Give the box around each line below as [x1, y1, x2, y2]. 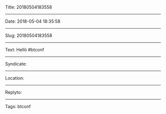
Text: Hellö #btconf [5, 47, 44, 52]
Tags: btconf [5, 104, 31, 109]
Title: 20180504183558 [5, 4, 52, 10]
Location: [5, 75, 24, 81]
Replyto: [5, 89, 22, 95]
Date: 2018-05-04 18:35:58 [5, 18, 61, 24]
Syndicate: [5, 61, 27, 67]
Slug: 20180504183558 [5, 33, 52, 38]
